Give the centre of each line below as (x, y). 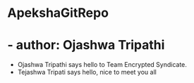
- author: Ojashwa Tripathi (86, 45)
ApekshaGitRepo (58, 13)
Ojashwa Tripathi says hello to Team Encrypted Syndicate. (102, 65)
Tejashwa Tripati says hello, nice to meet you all (87, 72)
